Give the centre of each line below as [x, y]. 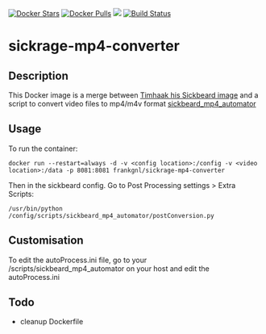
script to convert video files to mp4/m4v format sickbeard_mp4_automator [132, 104]
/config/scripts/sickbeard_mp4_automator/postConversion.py [112, 215]
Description [38, 75]
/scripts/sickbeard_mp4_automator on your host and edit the [109, 268]
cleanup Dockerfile [52, 322]
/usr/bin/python [35, 209]
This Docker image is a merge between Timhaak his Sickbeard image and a [133, 95]
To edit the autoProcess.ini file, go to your [78, 260]
